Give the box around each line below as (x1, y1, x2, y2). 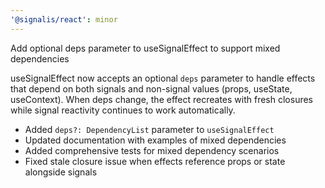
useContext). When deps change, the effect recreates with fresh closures (10, 93, 313, 105)
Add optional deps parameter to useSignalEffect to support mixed (10, 42, 281, 54)
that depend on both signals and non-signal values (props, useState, (10, 82, 293, 95)
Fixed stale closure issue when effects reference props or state (24, 155, 286, 167)
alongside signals (24, 166, 98, 178)
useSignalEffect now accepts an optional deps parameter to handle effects (10, 72, 316, 84)
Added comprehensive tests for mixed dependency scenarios (24, 144, 280, 156)
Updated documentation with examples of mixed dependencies (24, 134, 287, 146)
